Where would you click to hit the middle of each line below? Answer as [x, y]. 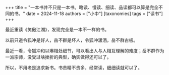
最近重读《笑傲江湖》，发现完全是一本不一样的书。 [57, 29]
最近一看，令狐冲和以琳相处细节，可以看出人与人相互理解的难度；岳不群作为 [85, 51]
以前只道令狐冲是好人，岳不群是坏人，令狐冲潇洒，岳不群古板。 [71, 40]
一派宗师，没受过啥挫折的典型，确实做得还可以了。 [58, 57]
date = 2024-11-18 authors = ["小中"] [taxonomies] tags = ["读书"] [94, 13]
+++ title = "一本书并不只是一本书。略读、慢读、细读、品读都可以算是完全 [82, 7]
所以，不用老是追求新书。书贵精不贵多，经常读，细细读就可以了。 [74, 67]
